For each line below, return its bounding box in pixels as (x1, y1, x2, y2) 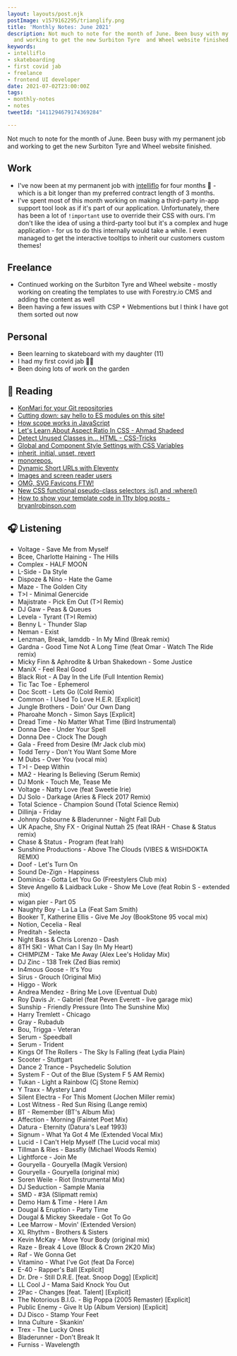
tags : (7, 89, 23, 96)
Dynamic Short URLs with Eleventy (17, 464, 119, 472)
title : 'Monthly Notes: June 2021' (7, 23, 112, 30)
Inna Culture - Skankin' (17, 1318, 85, 1326)
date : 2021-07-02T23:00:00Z (7, 83, 90, 90)
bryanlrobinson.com (17, 501, 76, 509)
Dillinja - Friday (17, 807, 62, 816)
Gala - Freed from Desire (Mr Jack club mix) (17, 739, 146, 749)
